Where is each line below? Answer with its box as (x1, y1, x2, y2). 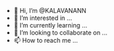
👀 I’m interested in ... (13, 14, 73, 22)
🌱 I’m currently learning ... (13, 21, 88, 29)
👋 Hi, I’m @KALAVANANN (13, 7, 86, 14)
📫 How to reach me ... (13, 37, 78, 44)
